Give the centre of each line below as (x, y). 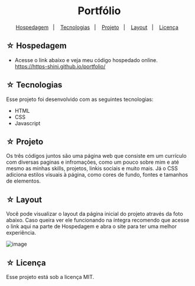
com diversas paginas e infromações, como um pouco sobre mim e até (92, 162)
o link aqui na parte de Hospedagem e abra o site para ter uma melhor (92, 226)
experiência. (21, 233)
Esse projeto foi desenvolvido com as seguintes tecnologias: (80, 99)
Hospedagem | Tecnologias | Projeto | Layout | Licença (97, 27)
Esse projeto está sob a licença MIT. (50, 277)
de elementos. (24, 181)
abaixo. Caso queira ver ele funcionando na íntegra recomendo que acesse (98, 220)
